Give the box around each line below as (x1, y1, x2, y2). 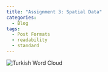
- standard (12, 43, 40, 49)
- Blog (12, 20, 29, 26)
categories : (6, 15, 37, 21)
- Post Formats (12, 31, 51, 38)
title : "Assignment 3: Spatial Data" (6, 8, 103, 15)
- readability (12, 37, 48, 43)
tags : (6, 25, 20, 32)
